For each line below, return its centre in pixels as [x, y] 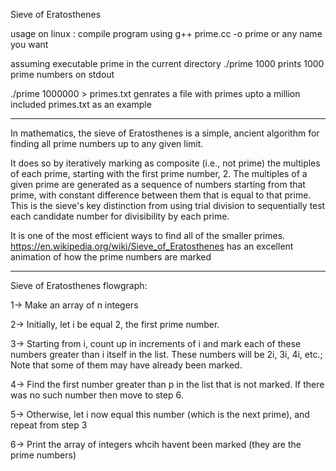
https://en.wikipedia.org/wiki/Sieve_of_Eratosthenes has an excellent [152, 246]
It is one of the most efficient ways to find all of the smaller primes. [148, 235]
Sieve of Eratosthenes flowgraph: [79, 285]
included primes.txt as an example [81, 104]
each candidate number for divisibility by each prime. [120, 216]
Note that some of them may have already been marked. [126, 365]
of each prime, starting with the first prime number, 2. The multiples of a [159, 173]
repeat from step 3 [49, 425]
